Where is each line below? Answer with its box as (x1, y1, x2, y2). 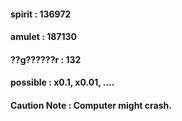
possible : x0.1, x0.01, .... (10, 76, 115, 89)
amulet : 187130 (10, 31, 77, 43)
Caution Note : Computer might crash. (10, 99, 172, 111)
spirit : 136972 (10, 8, 72, 20)
